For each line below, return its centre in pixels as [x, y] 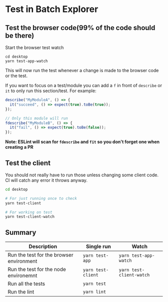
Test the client [28, 163]
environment [22, 261]
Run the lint [21, 292]
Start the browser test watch [34, 48]
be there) [20, 35]
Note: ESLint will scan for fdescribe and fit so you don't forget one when [82, 142]
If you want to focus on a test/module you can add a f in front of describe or [84, 85]
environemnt [22, 275]
